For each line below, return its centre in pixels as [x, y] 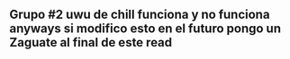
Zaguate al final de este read [91, 42]
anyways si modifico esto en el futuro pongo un [145, 29]
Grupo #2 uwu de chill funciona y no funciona [140, 15]
